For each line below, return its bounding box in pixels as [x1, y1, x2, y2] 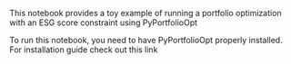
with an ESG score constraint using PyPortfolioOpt [9, 17, 198, 28]
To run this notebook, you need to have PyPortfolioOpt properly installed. [9, 35, 284, 45]
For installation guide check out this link [9, 44, 158, 55]
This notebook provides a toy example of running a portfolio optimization [9, 8, 282, 18]
